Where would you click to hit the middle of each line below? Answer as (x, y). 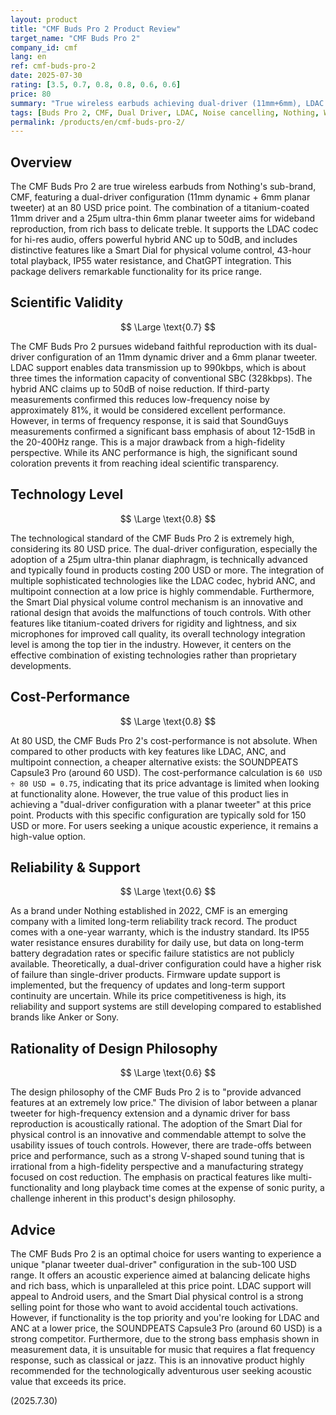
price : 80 (31, 94)
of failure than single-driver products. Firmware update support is (145, 975)
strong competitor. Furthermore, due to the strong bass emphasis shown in (165, 1338)
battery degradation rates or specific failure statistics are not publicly (152, 953)
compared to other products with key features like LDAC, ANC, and (148, 751)
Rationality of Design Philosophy (114, 1048)
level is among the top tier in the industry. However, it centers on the (151, 644)
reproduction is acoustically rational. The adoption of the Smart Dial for (156, 1124)
